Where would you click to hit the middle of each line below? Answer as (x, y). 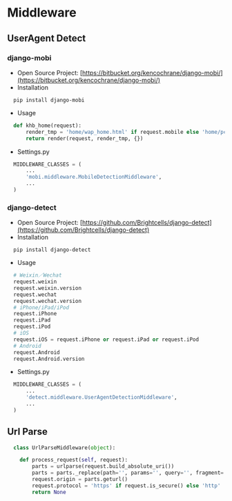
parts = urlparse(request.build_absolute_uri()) (103, 466)
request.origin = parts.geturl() (80, 480)
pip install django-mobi (49, 100)
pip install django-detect (52, 250)
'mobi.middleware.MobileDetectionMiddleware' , (94, 177)
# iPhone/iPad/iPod (41, 307)
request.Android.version (49, 359)
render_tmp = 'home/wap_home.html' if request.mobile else (112, 132)
